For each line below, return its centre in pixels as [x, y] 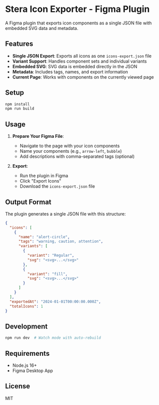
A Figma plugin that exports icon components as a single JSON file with [79, 23]
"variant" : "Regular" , [51, 255]
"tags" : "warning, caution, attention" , [61, 242]
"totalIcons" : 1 [26, 306]
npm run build [20, 109]
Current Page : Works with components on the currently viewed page [83, 77]
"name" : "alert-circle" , [44, 237]
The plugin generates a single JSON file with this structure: [66, 214]
